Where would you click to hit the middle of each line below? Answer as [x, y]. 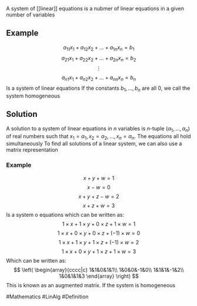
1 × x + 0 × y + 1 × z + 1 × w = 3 [99, 251]
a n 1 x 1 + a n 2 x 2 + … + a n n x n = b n [99, 78]
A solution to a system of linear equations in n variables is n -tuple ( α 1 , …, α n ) [98, 129]
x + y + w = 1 [99, 178]
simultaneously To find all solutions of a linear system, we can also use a [94, 144]
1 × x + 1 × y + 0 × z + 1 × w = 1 [99, 224]
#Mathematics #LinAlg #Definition [47, 297]
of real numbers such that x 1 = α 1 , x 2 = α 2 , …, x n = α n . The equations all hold [98, 137]
